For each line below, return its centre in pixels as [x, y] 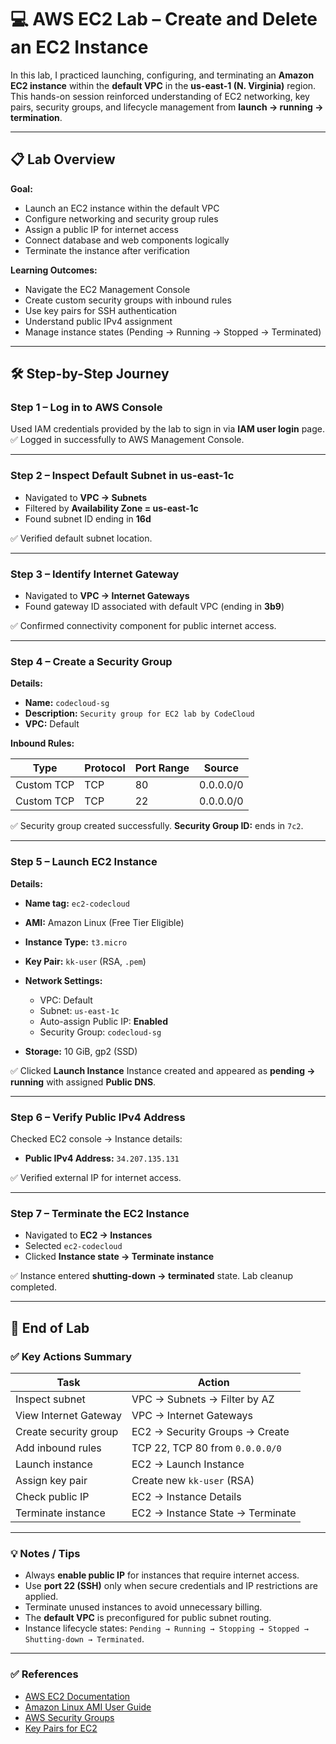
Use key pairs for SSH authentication [101, 310]
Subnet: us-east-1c [79, 1010]
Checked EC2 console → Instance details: [96, 1138]
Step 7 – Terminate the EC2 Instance [100, 1213]
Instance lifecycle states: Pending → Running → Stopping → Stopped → [166, 1628]
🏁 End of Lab [50, 1327]
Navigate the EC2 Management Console [107, 289]
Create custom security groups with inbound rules [128, 300]
